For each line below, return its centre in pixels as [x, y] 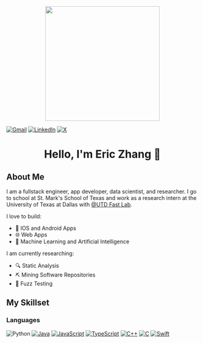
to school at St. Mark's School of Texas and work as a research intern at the [101, 198]
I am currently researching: [40, 253]
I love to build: [24, 216]
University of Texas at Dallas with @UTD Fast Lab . [69, 205]
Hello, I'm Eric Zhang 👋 [102, 154]
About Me [25, 177]
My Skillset [28, 303]
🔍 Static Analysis [37, 266]
